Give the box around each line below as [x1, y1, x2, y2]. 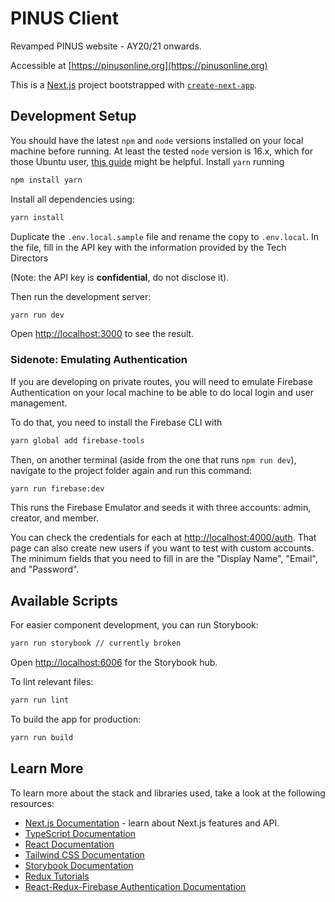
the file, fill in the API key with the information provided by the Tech [10, 241, 287, 253]
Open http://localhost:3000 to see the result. [10, 328, 195, 340]
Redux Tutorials [24, 870, 90, 882]
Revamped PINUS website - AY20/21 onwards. [10, 40, 202, 52]
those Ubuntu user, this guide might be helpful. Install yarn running [10, 155, 285, 167]
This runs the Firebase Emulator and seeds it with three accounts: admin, [10, 502, 312, 514]
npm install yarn [10, 175, 83, 185]
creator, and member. [10, 512, 99, 524]
